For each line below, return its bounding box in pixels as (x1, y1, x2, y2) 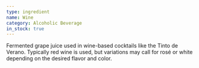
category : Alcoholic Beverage (6, 20, 83, 26)
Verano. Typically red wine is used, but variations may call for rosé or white (6, 49, 193, 56)
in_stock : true (6, 25, 45, 32)
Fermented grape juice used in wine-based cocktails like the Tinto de (6, 42, 178, 49)
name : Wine (6, 14, 34, 20)
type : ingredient (6, 8, 50, 15)
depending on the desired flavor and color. (6, 55, 112, 62)
